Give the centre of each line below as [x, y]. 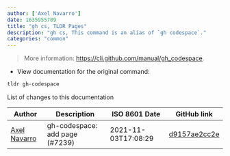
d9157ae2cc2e [194, 134]
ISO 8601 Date [136, 114]
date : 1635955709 [32, 20]
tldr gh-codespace [33, 84]
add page [62, 134]
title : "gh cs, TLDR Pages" [47, 26]
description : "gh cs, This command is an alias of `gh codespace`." [107, 32]
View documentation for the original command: [83, 72]
